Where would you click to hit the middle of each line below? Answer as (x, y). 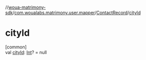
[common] (16, 47)
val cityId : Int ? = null (26, 52)
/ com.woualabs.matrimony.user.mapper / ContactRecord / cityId (77, 13)
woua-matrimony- (27, 7)
